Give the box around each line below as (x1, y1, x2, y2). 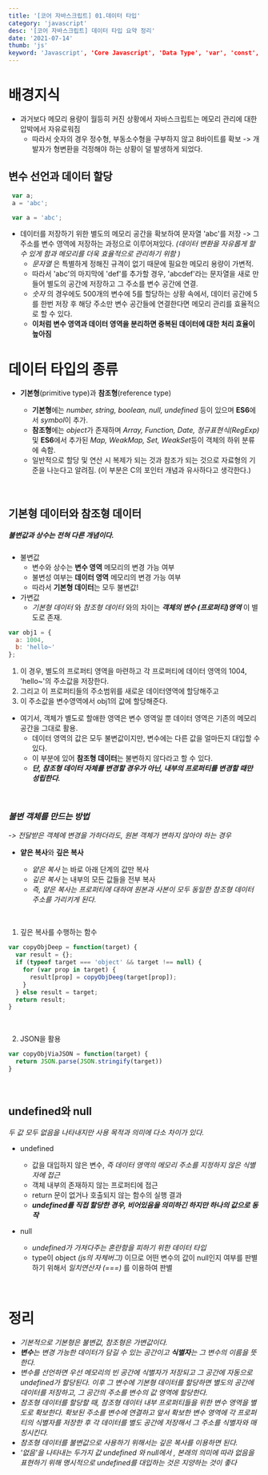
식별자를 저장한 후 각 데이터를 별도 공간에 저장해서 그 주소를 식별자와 (34, 1417, 249, 1427)
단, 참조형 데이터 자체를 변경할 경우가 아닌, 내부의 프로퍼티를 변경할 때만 (31, 763, 254, 774)
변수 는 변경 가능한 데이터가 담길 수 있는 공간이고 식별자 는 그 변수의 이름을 (19, 1348, 249, 1357)
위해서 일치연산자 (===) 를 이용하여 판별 (46, 1263, 174, 1272)
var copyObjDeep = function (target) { (8, 944, 138, 952)
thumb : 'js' (8, 42, 48, 50)
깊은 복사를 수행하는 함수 (19, 927, 98, 937)
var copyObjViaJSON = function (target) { (8, 1050, 149, 1058)
